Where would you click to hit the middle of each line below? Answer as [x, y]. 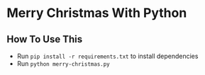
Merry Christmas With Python [97, 13]
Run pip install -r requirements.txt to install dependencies [107, 56]
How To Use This [45, 39]
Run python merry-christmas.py [63, 64]
